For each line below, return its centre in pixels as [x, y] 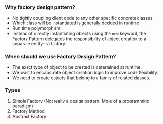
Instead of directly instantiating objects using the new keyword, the [79, 34]
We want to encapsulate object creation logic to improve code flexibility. [85, 72]
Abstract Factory [29, 116]
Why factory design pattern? [40, 7]
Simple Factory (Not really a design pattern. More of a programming [81, 101]
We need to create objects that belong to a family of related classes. [81, 78]
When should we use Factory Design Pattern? [61, 57]
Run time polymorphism [36, 28]
